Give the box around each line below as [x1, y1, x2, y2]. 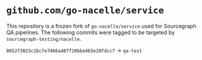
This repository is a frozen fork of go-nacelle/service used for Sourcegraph [6, 22, 197, 29]
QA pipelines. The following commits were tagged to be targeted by [6, 29, 175, 36]
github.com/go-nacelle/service [6, 5, 164, 16]
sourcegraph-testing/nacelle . [6, 35, 82, 42]
